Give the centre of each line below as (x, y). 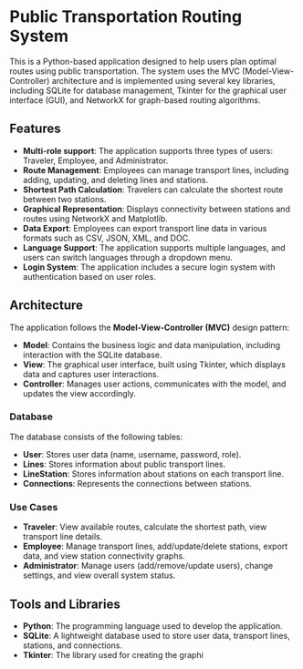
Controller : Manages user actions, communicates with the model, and (154, 384)
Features (35, 129)
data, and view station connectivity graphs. (104, 556)
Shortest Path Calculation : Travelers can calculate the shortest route (153, 190)
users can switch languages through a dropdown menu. (127, 257)
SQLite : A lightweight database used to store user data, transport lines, (156, 635)
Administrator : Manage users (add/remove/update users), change (148, 566)
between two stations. (64, 199)
